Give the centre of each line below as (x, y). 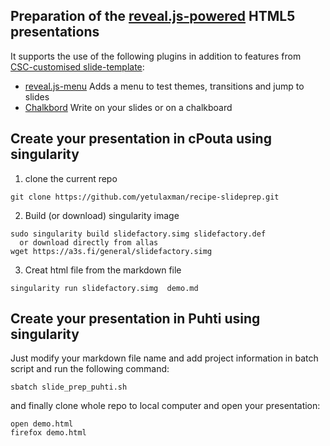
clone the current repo (71, 178)
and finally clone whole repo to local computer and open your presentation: (165, 406)
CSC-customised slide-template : (77, 66)
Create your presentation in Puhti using (135, 319)
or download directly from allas (89, 242)
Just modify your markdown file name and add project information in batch (164, 358)
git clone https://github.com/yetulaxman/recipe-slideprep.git (145, 197)
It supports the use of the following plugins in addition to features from (156, 56)
